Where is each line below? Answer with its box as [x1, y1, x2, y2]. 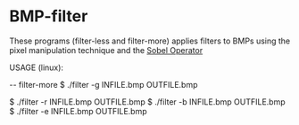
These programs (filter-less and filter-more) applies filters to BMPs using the [9, 35, 291, 46]
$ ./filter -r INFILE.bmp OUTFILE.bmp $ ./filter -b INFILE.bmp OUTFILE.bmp [9, 96, 286, 107]
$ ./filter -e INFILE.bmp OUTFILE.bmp [9, 105, 147, 116]
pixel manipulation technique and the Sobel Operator [9, 44, 203, 55]
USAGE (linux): [9, 62, 64, 73]
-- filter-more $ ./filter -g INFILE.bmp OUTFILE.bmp [9, 79, 198, 90]
